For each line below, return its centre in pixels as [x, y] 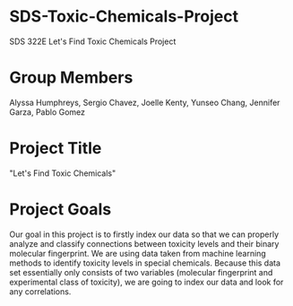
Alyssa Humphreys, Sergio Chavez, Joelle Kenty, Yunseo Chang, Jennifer [145, 102]
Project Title [56, 149]
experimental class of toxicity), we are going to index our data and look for [146, 282]
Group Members [71, 78]
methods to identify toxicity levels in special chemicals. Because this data [145, 263]
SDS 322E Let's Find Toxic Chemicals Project [93, 41]
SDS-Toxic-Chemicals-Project [124, 17]
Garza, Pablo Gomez [47, 112]
